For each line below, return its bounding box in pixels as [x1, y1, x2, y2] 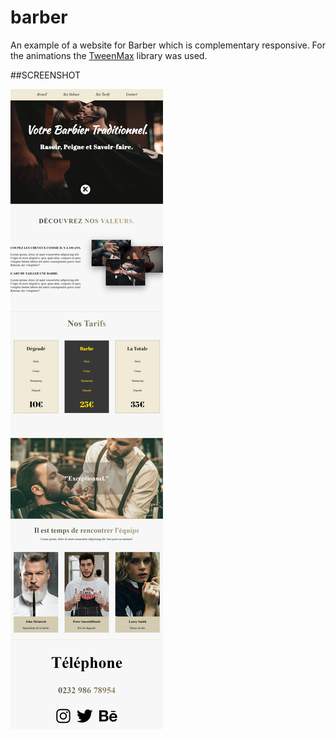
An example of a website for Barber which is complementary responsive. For [10, 39, 326, 51]
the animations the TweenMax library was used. [10, 49, 208, 61]
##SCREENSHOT [10, 69, 82, 81]
